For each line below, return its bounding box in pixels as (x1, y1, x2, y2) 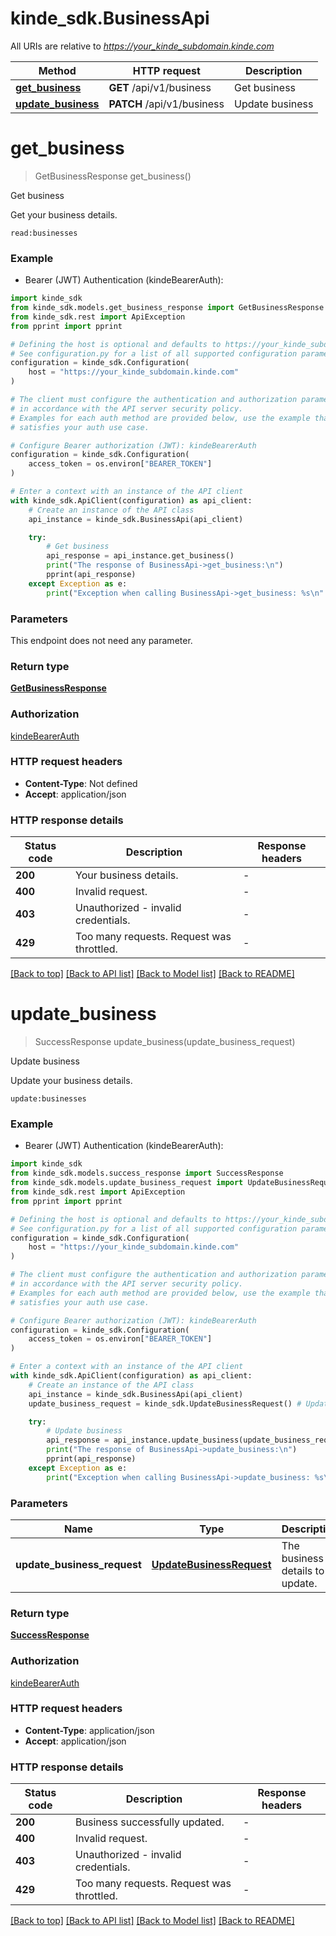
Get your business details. (10, 208, 118, 221)
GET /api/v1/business (108, 80, 212, 94)
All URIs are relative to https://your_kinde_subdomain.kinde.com (10, 40, 275, 52)
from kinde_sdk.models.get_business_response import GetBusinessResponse (10, 303, 325, 313)
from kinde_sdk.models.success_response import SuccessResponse (10, 1168, 284, 1179)
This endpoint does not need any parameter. (10, 634, 193, 646)
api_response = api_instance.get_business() (46, 551, 235, 561)
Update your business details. (10, 1075, 133, 1087)
